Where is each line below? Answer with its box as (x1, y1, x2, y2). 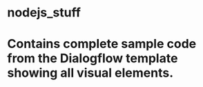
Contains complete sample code (7, 36, 197, 52)
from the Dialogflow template (7, 51, 178, 66)
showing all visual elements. (7, 65, 174, 81)
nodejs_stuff (7, 5, 81, 21)
